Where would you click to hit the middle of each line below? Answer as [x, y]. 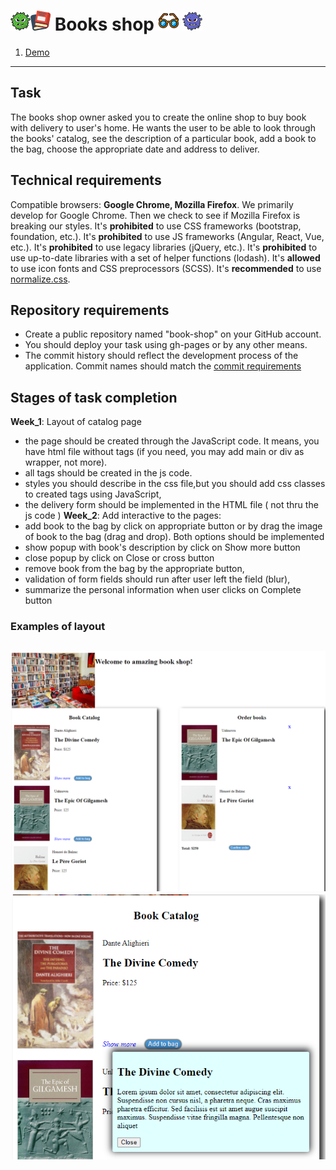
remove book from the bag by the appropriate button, [134, 569]
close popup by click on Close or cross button [119, 558]
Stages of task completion [94, 397]
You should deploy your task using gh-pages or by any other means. [166, 345]
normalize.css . [40, 279]
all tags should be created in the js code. [108, 473]
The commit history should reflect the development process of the [161, 356]
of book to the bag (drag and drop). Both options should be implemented [174, 537]
